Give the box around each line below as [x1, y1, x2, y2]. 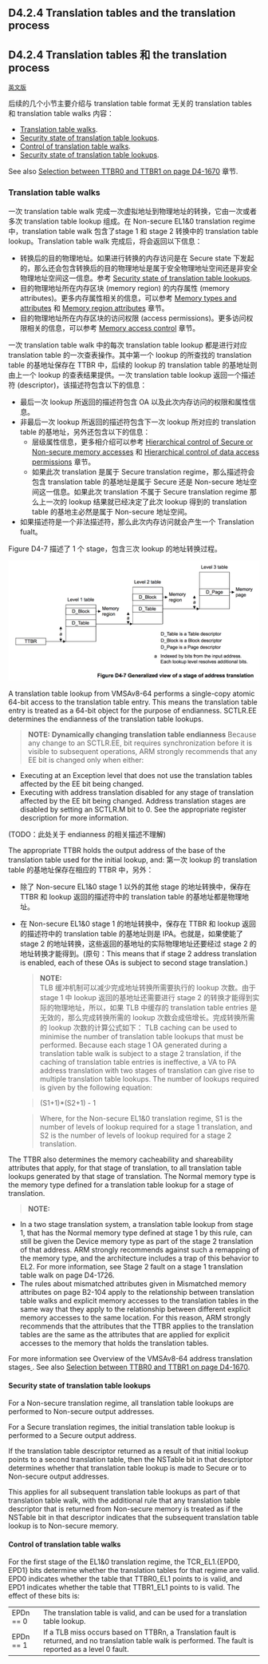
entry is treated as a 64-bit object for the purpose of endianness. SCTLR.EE [8, 705, 257, 715]
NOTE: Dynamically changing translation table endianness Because [27, 729, 257, 739]
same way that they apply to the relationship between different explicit [19, 1304, 251, 1313]
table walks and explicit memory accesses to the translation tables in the [19, 1296, 259, 1305]
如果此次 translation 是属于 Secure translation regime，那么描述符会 [31, 467, 255, 476]
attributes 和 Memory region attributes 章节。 [19, 303, 169, 312]
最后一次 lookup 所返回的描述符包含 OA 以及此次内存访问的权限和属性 [19, 397, 250, 407]
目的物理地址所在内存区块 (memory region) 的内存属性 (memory [19, 283, 230, 292]
